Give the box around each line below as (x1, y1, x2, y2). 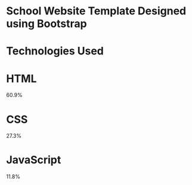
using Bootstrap (6, 17, 88, 31)
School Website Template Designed (6, 4, 187, 18)
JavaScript (6, 153, 61, 167)
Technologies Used (6, 44, 104, 58)
